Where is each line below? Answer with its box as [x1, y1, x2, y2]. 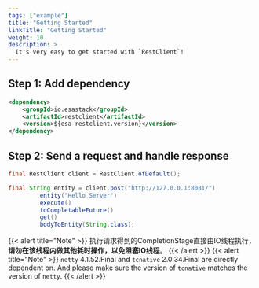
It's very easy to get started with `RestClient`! [15, 48, 184, 56]
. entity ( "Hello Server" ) [36, 191, 118, 199]
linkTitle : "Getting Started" [8, 26, 108, 34]
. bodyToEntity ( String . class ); [36, 221, 135, 229]
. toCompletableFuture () [36, 206, 114, 214]
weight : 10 [8, 33, 44, 42]
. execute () [36, 198, 72, 207]
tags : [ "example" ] [8, 11, 68, 20]
